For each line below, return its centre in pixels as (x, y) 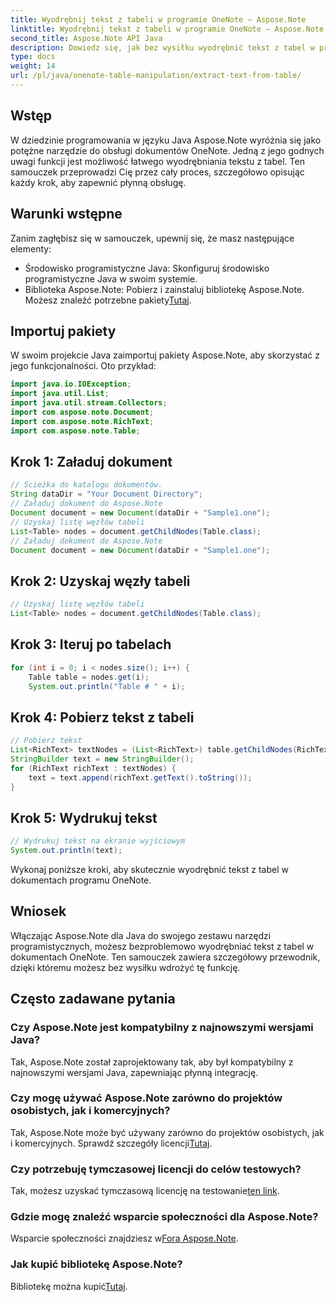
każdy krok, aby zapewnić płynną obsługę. (98, 182)
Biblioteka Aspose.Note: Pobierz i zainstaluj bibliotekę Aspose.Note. (164, 289)
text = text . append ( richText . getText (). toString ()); (140, 777)
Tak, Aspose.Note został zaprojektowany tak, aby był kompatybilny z (152, 1062)
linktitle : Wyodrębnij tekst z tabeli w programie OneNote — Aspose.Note (167, 29)
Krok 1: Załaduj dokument (91, 461)
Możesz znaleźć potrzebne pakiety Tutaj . (108, 300)
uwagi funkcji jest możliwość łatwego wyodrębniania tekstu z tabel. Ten (157, 161)
